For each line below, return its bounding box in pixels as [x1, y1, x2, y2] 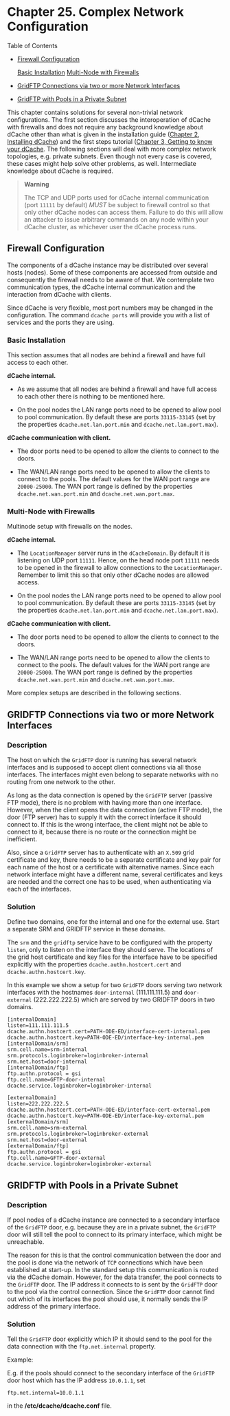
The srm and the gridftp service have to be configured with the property [7, 938, 213, 947]
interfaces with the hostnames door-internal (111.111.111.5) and [7, 989, 183, 997]
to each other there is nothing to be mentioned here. [16, 392, 165, 401]
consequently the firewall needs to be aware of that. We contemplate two [7, 275, 215, 284]
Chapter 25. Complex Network [7, 4, 184, 20]
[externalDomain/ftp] [7, 1143, 69, 1150]
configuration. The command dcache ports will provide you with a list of [7, 310, 210, 319]
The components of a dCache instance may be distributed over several [7, 261, 208, 269]
